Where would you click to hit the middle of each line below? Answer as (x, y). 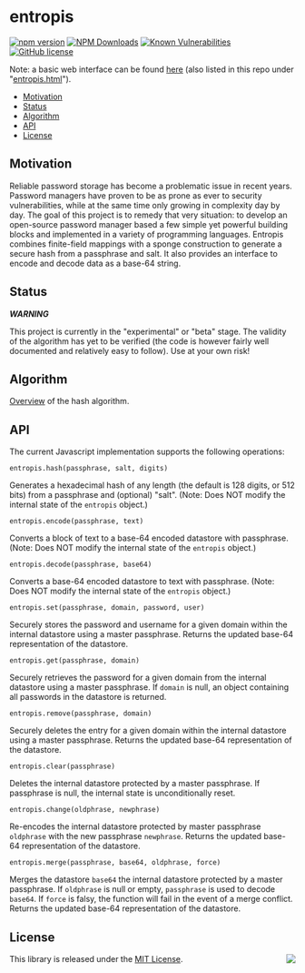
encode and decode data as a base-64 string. (95, 263)
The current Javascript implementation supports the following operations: (147, 451)
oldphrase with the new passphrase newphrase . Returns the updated (136, 836)
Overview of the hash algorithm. (69, 401)
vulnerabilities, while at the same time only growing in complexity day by (145, 205)
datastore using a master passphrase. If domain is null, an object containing (149, 687)
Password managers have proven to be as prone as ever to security (136, 195)
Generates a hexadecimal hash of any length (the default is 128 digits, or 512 (152, 485)
